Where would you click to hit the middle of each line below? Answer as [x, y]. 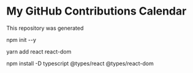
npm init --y [21, 40]
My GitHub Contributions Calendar [96, 11]
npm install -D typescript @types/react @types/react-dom [80, 63]
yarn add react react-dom [39, 51]
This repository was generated [45, 28]
